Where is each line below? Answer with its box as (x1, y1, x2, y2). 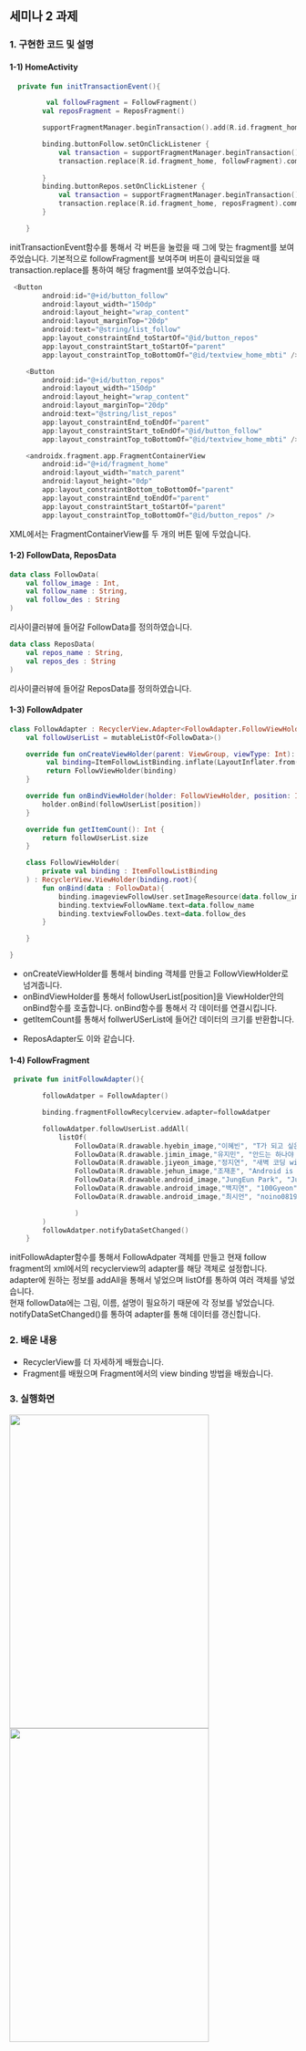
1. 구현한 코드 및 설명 (9, 38, 94, 51)
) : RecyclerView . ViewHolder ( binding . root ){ (25, 875, 198, 885)
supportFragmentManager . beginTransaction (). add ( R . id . (42, 123, 250, 132)
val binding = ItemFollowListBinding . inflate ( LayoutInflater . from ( (46, 758, 300, 767)
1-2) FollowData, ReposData (9, 550, 117, 561)
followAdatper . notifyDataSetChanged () (42, 1225, 189, 1234)
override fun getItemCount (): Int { (25, 825, 166, 834)
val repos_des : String (25, 656, 117, 666)
